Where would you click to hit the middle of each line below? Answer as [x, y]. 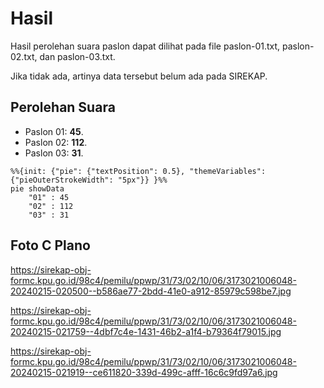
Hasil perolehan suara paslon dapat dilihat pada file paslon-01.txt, [145, 46]
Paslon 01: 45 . [54, 131]
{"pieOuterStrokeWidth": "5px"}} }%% [89, 180]
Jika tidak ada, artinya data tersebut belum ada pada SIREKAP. [139, 76]
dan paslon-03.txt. [77, 56]
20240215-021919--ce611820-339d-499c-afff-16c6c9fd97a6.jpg [144, 372]
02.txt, [24, 56]
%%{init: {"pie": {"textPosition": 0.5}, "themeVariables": [138, 171]
